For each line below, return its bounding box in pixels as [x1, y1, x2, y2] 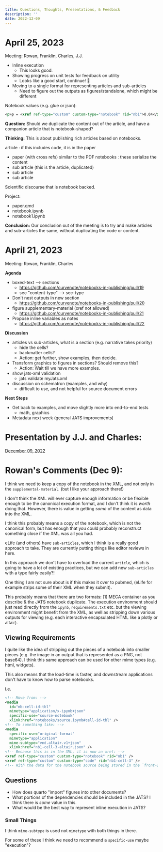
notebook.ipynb [12, 208, 44, 214]
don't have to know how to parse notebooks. [5, 677, 95, 682]
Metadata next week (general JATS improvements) [12, 415, 114, 421]
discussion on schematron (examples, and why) [12, 381, 108, 387]
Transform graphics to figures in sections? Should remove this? [12, 360, 139, 366]
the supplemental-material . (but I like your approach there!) [5, 486, 124, 492]
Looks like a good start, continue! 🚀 [19, 78, 90, 84]
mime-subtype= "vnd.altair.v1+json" [9, 740, 81, 745]
